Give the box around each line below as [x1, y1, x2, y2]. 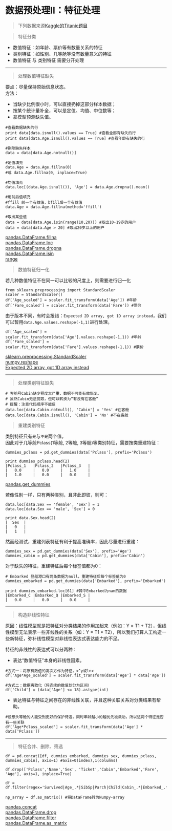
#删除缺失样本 [5, 145, 31, 151]
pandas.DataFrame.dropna [5, 245, 62, 251]
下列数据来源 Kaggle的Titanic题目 [17, 23, 88, 29]
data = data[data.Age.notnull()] [5, 150, 77, 155]
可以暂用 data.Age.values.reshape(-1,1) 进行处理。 [5, 318, 113, 325]
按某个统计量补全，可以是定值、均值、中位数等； [12, 107, 116, 113]
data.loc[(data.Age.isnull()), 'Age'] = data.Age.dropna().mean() [5, 184, 150, 189]
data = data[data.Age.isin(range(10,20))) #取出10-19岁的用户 [5, 220, 136, 225]
